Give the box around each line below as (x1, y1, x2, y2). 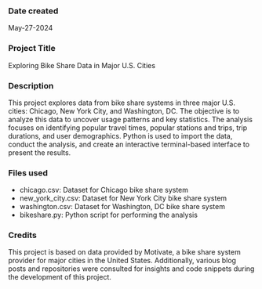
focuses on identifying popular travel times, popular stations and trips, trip (8, 123, 248, 132)
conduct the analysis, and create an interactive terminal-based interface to (8, 139, 249, 149)
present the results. (8, 147, 71, 157)
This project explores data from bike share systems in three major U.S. (8, 98, 235, 107)
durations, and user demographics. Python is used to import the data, (8, 131, 233, 140)
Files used (8, 167, 49, 178)
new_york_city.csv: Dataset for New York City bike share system (19, 193, 227, 203)
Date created (8, 5, 59, 16)
